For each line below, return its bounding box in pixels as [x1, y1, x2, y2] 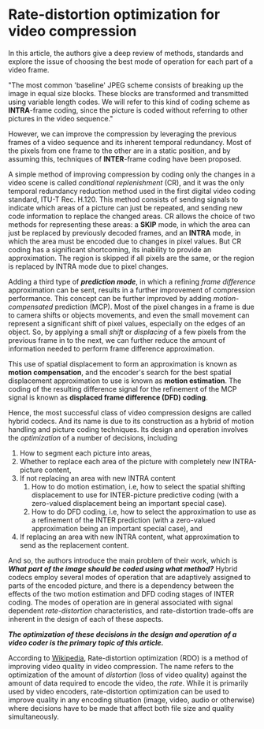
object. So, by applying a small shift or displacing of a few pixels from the [8, 327, 247, 337]
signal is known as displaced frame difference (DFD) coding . [8, 392, 208, 402]
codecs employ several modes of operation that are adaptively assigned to [8, 572, 251, 582]
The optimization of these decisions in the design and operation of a [8, 629, 237, 639]
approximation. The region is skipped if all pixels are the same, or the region [8, 253, 255, 262]
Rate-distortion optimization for [8, 6, 221, 24]
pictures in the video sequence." [8, 113, 113, 123]
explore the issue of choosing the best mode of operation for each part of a [8, 57, 254, 66]
